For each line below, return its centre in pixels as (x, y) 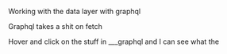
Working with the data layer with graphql (75, 11)
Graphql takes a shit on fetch (56, 26)
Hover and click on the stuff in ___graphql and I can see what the (114, 41)
